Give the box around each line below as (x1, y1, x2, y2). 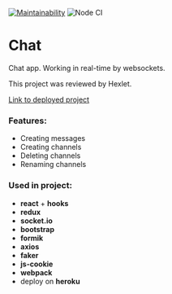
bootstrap (19, 224, 55, 234)
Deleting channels (19, 151, 81, 160)
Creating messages (19, 134, 86, 143)
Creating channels (19, 143, 82, 152)
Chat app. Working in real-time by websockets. (8, 63, 166, 72)
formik (19, 233, 44, 243)
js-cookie (19, 259, 54, 269)
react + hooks (19, 198, 69, 208)
